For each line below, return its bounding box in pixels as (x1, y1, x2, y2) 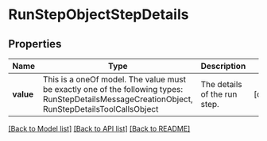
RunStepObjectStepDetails (8, 6, 189, 24)
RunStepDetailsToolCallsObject (42, 104, 159, 114)
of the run (200, 89, 238, 100)
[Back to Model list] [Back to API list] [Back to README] (8, 124, 191, 133)
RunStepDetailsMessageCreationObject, (42, 93, 193, 105)
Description (200, 61, 246, 71)
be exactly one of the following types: (42, 84, 184, 94)
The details (200, 79, 242, 90)
